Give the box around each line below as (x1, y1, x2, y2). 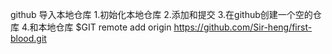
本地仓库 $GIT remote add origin (38, 21, 172, 33)
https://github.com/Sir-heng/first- (173, 21, 313, 33)
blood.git (10, 33, 47, 44)
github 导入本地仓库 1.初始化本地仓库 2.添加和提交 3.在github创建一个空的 (10, 9, 313, 20)
